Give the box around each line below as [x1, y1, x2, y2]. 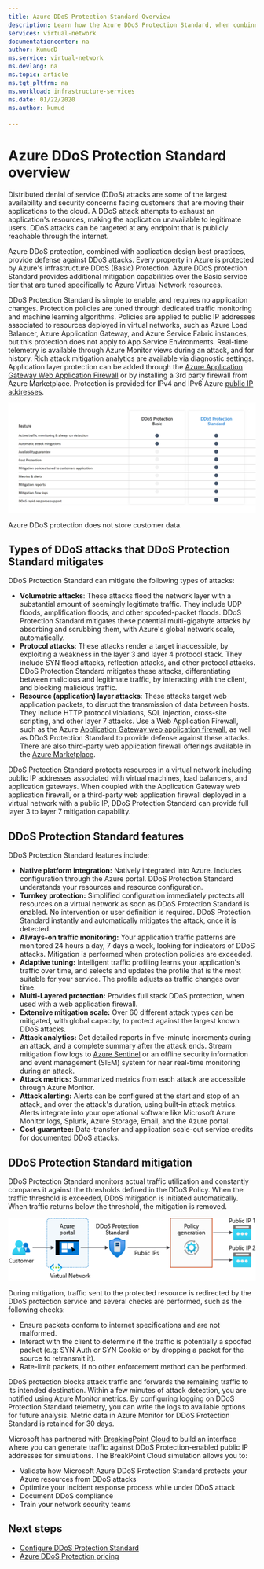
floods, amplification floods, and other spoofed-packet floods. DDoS [19, 608, 242, 617]
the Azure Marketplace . [19, 750, 96, 759]
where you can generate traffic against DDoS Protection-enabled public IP [8, 1442, 249, 1452]
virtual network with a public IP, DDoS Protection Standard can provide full [8, 799, 249, 808]
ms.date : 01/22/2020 [8, 95, 76, 104]
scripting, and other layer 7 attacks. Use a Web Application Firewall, [19, 716, 239, 726]
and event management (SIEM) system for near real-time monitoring [19, 1058, 241, 1067]
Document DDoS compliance [19, 1490, 114, 1501]
